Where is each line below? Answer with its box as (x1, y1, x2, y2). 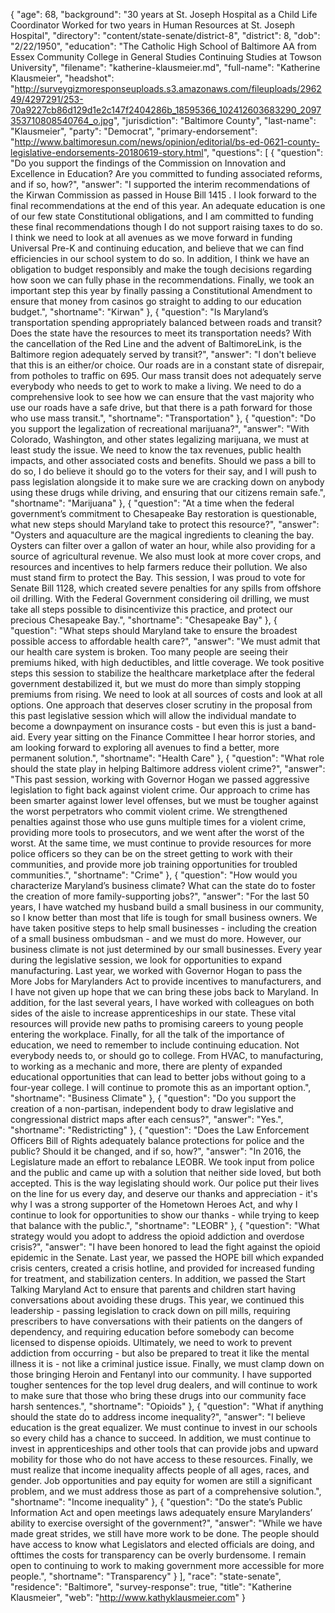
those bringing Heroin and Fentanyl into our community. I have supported (10, 1369, 312, 1380)
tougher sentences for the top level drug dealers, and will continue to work (10, 1379, 318, 1391)
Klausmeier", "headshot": (10, 72, 115, 84)
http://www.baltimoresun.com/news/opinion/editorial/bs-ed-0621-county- (14, 136, 320, 148)
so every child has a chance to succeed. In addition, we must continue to (10, 1432, 312, 1444)
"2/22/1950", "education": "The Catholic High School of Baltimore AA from (10, 40, 317, 52)
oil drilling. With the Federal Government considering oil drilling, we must (10, 593, 310, 604)
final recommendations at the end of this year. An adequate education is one (10, 200, 326, 211)
